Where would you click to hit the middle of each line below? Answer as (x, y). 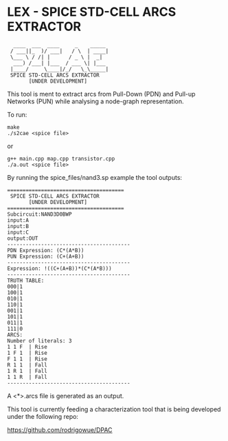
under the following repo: (43, 416)
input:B (18, 226)
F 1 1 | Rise (27, 359)
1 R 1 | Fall (27, 371)
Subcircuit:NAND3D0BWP (39, 214)
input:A (18, 220)
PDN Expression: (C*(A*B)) (46, 250)
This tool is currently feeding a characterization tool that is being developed (114, 409)
